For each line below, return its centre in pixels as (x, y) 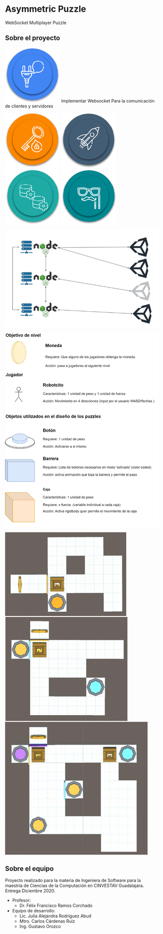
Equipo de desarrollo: (34, 911)
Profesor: (21, 900)
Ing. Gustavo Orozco (40, 927)
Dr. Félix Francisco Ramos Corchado (56, 906)
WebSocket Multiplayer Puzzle (36, 23)
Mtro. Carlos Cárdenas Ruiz (47, 921)
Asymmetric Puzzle (46, 9)
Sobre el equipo (30, 868)
